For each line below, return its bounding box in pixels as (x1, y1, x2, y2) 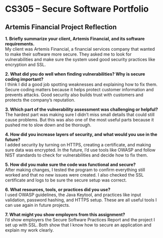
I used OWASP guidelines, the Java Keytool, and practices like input (5, 192, 142, 198)
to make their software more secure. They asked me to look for (5, 51, 132, 57)
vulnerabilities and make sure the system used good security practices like (5, 57, 155, 62)
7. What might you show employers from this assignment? (5, 212, 125, 218)
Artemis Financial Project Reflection (5, 23, 117, 31)
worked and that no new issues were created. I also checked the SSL (5, 172, 144, 178)
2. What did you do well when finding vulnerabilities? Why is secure (5, 71, 145, 77)
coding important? (5, 77, 44, 82)
